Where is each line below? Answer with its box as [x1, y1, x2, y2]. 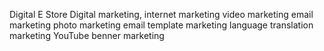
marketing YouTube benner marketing [9, 30, 165, 41]
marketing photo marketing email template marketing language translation [9, 19, 314, 31]
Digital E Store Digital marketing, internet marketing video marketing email [9, 9, 314, 20]
